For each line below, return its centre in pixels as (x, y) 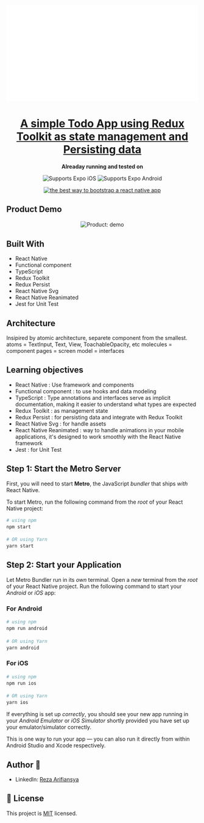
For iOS (17, 663)
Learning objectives (45, 370)
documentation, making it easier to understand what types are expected (106, 404)
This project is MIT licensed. (42, 813)
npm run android (27, 629)
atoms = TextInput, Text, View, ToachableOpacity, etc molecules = (89, 344)
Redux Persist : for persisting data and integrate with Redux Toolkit (99, 417)
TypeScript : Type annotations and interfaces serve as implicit (93, 397)
